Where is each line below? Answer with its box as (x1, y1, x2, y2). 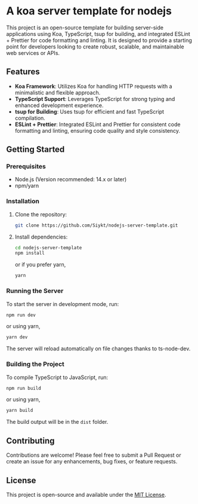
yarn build (6, 408, 33, 414)
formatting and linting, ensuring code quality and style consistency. (14, 127, 181, 134)
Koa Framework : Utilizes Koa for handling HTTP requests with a (14, 83, 172, 90)
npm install (14, 250, 45, 256)
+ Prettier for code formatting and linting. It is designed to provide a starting (6, 36, 193, 44)
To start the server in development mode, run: (6, 300, 119, 307)
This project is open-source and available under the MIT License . (6, 491, 166, 498)
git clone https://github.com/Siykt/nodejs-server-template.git (14, 222, 178, 228)
